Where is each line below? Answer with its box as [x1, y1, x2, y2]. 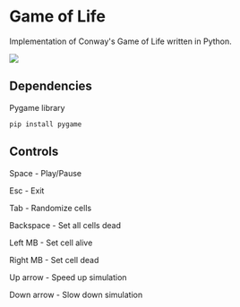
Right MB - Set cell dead [9, 254, 99, 265]
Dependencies [9, 79, 92, 94]
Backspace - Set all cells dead [9, 219, 121, 230]
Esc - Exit [9, 185, 45, 196]
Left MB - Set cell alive [9, 237, 93, 248]
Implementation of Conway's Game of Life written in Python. [9, 36, 233, 47]
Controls [9, 144, 59, 159]
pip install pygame [9, 119, 82, 129]
